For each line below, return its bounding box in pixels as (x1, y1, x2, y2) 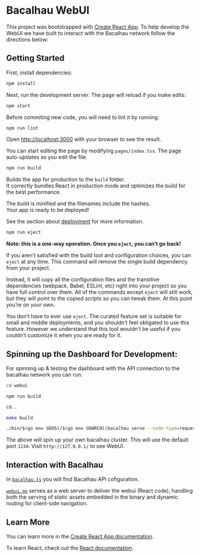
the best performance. (6, 189, 61, 196)
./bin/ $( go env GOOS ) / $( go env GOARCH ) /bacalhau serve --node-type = (6, 425, 180, 431)
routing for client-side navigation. (6, 500, 88, 507)
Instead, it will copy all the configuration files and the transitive (6, 276, 160, 283)
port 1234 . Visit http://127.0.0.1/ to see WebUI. (6, 443, 125, 450)
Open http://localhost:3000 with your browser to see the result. (6, 136, 162, 143)
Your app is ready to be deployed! (6, 206, 89, 214)
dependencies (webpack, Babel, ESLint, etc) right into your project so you (6, 282, 187, 289)
